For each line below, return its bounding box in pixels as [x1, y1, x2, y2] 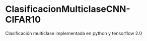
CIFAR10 [5, 14, 41, 25]
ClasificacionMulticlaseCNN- [5, 3, 130, 15]
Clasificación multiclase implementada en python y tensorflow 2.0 [5, 30, 142, 36]
